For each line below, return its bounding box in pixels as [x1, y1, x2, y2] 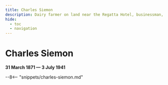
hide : [5, 17, 17, 22]
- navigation [10, 26, 37, 31]
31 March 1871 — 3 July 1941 [5, 64, 66, 70]
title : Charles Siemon [5, 7, 53, 13]
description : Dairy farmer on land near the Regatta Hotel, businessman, [5, 12, 164, 17]
